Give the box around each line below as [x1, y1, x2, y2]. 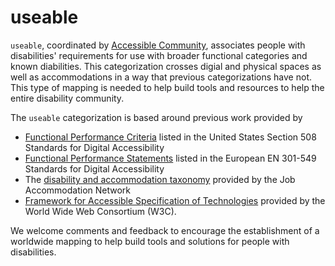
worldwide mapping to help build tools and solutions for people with [10, 235, 290, 247]
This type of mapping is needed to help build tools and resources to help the [10, 81, 325, 93]
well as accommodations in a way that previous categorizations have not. [10, 71, 313, 83]
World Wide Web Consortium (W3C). [24, 205, 177, 217]
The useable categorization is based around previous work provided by [10, 111, 303, 123]
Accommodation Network [24, 184, 132, 196]
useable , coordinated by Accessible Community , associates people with [10, 39, 306, 51]
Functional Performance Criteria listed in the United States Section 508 [24, 131, 317, 143]
